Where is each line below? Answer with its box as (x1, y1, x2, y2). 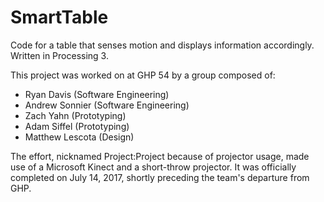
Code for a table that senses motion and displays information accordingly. (10, 39, 315, 51)
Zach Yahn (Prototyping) (24, 109, 127, 121)
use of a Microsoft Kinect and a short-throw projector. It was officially (10, 161, 297, 173)
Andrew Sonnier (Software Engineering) (24, 99, 190, 111)
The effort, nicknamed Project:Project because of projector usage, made (10, 150, 310, 162)
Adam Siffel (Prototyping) (24, 120, 130, 132)
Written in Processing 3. (10, 49, 109, 61)
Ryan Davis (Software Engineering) (24, 88, 170, 100)
